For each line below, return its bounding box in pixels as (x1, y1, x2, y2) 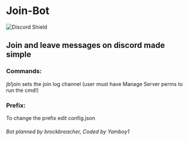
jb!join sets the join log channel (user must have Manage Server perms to (6, 80, 183, 87)
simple (6, 50, 32, 60)
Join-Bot (6, 4, 50, 18)
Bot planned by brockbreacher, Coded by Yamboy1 (6, 128, 130, 135)
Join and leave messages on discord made (6, 40, 166, 50)
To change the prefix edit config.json (6, 114, 96, 121)
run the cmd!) (6, 87, 39, 94)
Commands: (6, 67, 42, 75)
